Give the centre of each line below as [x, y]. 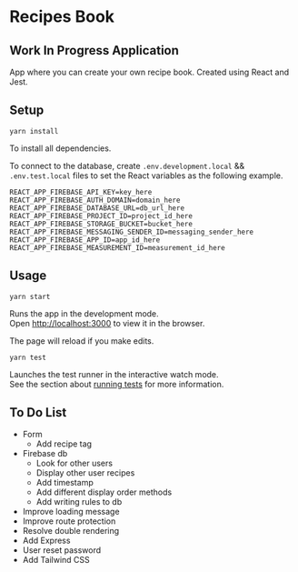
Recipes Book [62, 17]
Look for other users [74, 463]
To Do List [38, 412]
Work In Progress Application [94, 50]
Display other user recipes [85, 473]
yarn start [30, 296]
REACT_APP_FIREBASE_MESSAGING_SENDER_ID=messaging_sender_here [132, 232]
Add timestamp [65, 483]
